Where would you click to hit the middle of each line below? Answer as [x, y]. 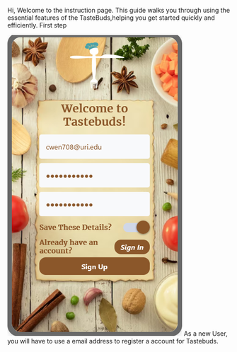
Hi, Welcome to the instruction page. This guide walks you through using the [119, 10]
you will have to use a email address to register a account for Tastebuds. [113, 341]
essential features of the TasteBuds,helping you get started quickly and [111, 18]
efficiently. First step [37, 25]
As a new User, [206, 334]
